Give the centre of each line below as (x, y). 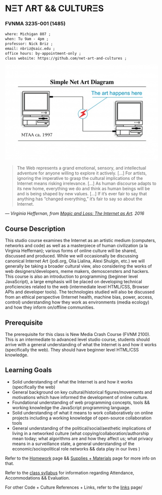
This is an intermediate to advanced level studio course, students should (77, 339)
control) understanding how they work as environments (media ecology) (77, 302)
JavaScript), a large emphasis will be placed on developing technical (73, 282)
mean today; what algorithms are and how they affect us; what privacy (82, 438)
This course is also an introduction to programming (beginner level (72, 276)
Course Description (35, 229)
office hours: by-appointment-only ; (43, 54)
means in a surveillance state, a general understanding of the (73, 444)
